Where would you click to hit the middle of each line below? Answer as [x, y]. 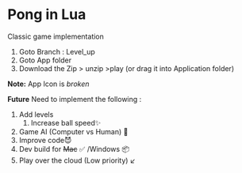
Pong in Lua [47, 15]
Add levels [36, 114]
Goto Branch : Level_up [57, 51]
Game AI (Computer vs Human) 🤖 [73, 131]
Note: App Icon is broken [48, 84]
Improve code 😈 [45, 140]
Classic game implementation [56, 36]
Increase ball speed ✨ [65, 122]
